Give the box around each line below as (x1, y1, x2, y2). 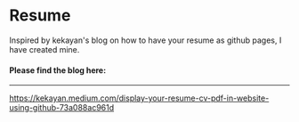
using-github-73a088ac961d (9, 102, 115, 113)
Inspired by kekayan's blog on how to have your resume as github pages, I (9, 35, 282, 45)
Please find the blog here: (9, 64, 107, 76)
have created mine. (9, 44, 80, 54)
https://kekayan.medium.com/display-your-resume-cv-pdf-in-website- (9, 93, 270, 103)
